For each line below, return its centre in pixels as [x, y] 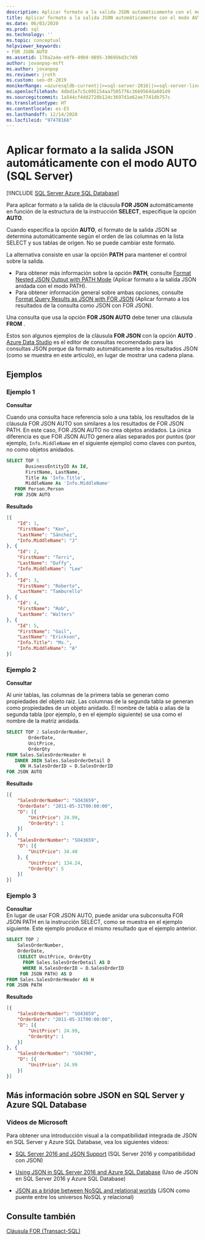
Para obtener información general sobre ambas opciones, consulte [99, 293]
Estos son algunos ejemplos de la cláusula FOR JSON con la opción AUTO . [101, 336]
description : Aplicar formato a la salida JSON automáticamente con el [99, 12]
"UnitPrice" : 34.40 [53, 851]
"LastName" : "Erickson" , [49, 637]
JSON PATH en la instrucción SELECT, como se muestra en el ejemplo [95, 922]
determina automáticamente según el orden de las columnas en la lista [95, 237]
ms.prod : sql [23, 29]
